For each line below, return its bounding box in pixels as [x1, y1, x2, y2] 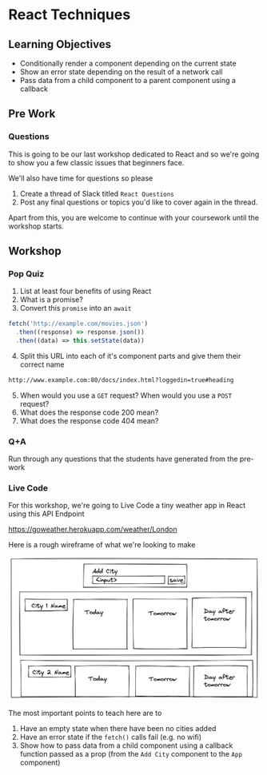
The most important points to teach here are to [8, 709, 162, 718]
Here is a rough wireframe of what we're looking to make [8, 540, 196, 550]
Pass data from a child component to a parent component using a [19, 76, 236, 85]
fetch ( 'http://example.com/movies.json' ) [8, 320, 149, 328]
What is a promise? [19, 295, 84, 304]
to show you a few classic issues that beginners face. [8, 157, 185, 167]
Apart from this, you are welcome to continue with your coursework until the [8, 213, 260, 222]
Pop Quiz [8, 268, 45, 279]
